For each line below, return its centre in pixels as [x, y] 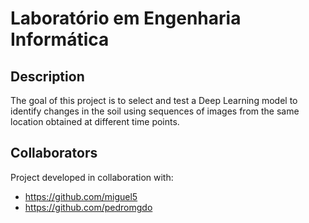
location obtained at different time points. [95, 121]
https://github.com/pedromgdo [88, 207]
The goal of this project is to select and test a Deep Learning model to [154, 100]
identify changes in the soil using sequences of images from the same [155, 111]
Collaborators [54, 153]
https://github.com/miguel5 [81, 196]
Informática [60, 39]
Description [47, 76]
